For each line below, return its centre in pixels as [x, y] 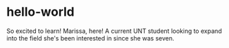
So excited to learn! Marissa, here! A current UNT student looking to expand [114, 31]
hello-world [41, 12]
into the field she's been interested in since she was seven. [90, 38]
